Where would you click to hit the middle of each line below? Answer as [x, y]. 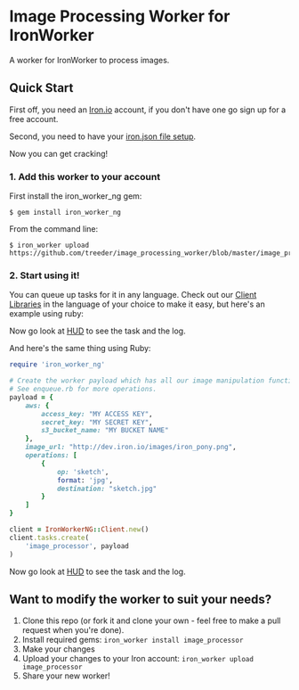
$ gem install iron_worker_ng [65, 213]
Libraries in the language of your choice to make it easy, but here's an [137, 304]
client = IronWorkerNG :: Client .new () [79, 530]
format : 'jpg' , [85, 480]
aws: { [37, 406]
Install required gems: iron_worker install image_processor [133, 640]
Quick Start [41, 88]
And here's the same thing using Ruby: [80, 349]
